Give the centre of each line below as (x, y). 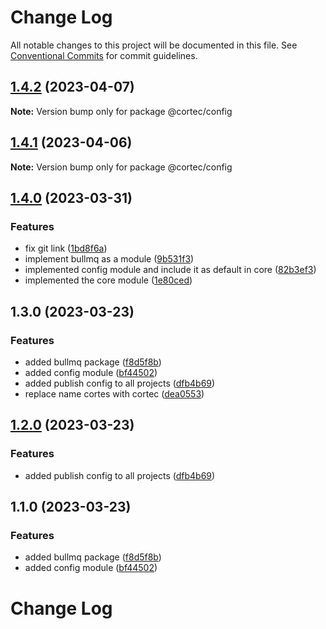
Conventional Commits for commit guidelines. (104, 55)
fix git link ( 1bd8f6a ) (66, 248)
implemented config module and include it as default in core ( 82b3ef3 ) (170, 270)
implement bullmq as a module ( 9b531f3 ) (109, 259)
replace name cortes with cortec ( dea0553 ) (114, 393)
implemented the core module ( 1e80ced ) (108, 280)
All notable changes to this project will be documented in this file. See (154, 45)
